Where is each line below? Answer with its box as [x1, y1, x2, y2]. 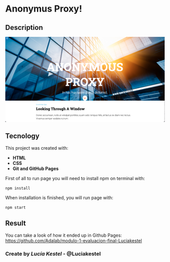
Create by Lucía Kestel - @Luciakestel [5, 250, 101, 257]
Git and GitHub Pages [12, 165, 59, 172]
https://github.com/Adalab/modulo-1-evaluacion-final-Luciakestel [5, 238, 142, 244]
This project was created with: [5, 145, 68, 151]
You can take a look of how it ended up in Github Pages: [5, 232, 122, 238]
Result [5, 219, 26, 228]
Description [5, 23, 43, 32]
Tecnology [5, 132, 39, 140]
